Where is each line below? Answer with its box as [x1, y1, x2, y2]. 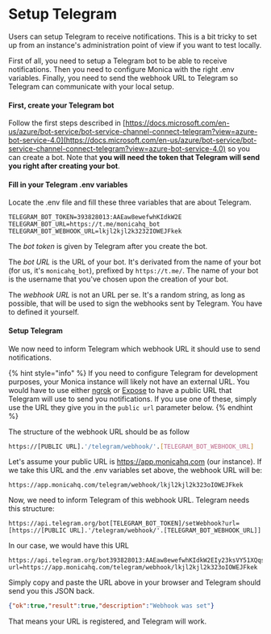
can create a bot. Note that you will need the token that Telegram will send [8, 153, 261, 163]
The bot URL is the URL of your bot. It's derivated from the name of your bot [8, 257, 261, 267]
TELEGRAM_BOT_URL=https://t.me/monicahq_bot [8, 220, 161, 229]
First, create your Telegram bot [8, 100, 115, 110]
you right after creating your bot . [8, 161, 120, 171]
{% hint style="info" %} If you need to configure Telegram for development [8, 368, 258, 378]
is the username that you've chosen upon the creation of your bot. [8, 274, 229, 284]
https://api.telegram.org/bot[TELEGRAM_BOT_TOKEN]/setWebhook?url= [8, 519, 240, 528]
